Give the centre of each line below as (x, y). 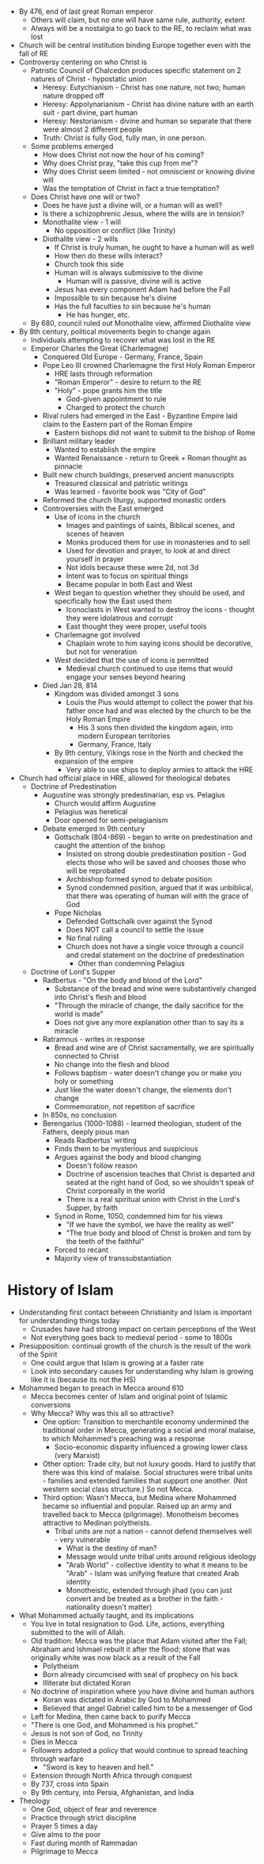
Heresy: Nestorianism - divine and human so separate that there (147, 121)
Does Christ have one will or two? (85, 197)
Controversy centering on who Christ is (83, 62)
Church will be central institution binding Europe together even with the (135, 45)
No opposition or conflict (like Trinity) (115, 230)
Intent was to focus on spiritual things (127, 576)
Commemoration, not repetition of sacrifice (124, 1106)
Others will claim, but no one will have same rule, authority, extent (138, 20)
